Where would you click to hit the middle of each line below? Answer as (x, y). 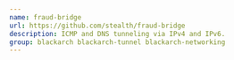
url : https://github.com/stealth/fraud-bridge (97, 26)
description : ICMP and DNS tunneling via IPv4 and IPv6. (117, 34)
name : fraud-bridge (46, 17)
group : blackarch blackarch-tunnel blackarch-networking (117, 42)
